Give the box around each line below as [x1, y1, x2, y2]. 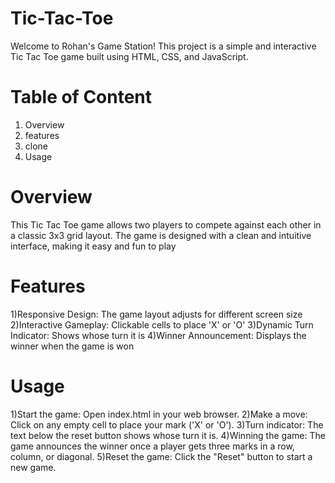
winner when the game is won [10, 340, 135, 352]
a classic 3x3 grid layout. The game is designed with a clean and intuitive [10, 229, 312, 241]
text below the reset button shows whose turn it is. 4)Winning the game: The [10, 429, 326, 441]
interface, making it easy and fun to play [10, 240, 177, 252]
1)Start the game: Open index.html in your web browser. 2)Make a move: [10, 408, 308, 420]
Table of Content [10, 86, 153, 109]
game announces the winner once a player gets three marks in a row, [10, 440, 295, 452]
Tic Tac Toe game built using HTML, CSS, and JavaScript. [10, 50, 249, 62]
